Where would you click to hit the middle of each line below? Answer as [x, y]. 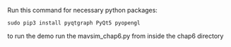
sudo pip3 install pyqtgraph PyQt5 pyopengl [74, 23]
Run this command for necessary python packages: [82, 10]
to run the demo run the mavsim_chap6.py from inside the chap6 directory [115, 36]
